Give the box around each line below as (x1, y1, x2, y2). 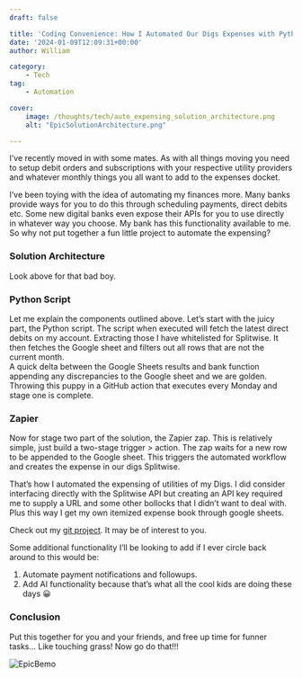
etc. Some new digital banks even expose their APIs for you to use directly (9, 209, 285, 219)
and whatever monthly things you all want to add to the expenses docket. (9, 172, 280, 183)
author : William (9, 46, 70, 55)
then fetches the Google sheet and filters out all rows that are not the (9, 342, 265, 352)
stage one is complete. (9, 389, 94, 400)
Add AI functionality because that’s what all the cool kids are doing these (22, 579, 292, 590)
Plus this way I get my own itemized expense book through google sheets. (9, 507, 285, 518)
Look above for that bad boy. (9, 271, 117, 281)
